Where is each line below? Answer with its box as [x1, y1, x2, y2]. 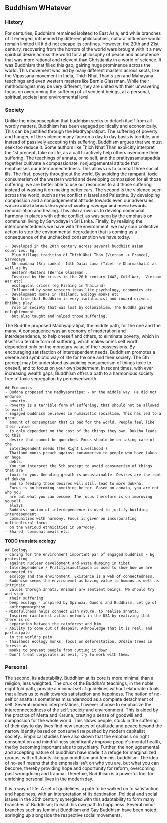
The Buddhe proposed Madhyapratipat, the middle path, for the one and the [5, 322, 161, 328]
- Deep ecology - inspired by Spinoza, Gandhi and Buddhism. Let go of [5, 600, 157, 605]
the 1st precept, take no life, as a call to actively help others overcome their [5, 149, 159, 155]
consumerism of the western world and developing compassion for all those [5, 176, 161, 182]
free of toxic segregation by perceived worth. [5, 375, 98, 381]
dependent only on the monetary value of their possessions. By [5, 344, 135, 350]
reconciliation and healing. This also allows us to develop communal [5, 207, 145, 213]
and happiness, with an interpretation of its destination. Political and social [5, 791, 158, 797]
